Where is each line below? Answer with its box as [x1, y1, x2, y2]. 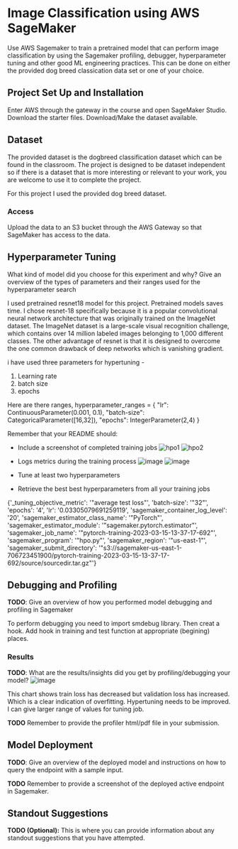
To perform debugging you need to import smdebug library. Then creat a [7, 620, 220, 628]
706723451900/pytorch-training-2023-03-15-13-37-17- [7, 551, 170, 559]
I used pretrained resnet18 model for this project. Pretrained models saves [7, 298, 224, 307]
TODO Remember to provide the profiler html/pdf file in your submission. [7, 718, 220, 727]
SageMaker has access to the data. [7, 230, 110, 239]
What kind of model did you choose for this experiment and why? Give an [7, 270, 222, 279]
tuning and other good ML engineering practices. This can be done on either [7, 58, 231, 67]
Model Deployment [7, 739, 93, 751]
